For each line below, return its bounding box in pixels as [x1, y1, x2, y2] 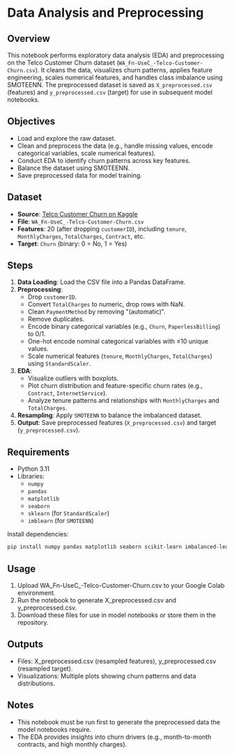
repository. [17, 618, 49, 626]
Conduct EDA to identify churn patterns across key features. [17, 156, 191, 164]
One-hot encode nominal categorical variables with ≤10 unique [27, 337, 209, 345]
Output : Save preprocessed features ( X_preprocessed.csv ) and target [17, 419, 217, 427]
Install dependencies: [7, 530, 69, 538]
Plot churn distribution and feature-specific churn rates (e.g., [27, 382, 203, 390]
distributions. [17, 679, 56, 687]
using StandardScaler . [27, 359, 91, 368]
